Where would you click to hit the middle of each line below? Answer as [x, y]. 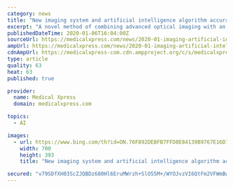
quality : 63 [24, 65]
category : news [29, 14]
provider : [22, 91]
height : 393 [37, 155]
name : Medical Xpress [45, 97]
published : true [31, 78]
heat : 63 [20, 72]
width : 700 [36, 148]
